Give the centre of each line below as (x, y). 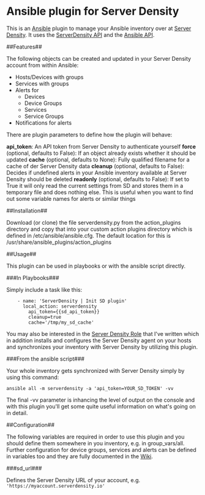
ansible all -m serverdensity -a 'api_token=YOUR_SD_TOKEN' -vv (90, 388)
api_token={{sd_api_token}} (64, 311)
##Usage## (21, 254)
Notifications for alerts (43, 123)
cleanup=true (45, 317)
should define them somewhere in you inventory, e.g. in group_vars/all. (95, 443)
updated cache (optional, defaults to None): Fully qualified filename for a (98, 159)
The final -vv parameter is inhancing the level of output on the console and (101, 400)
